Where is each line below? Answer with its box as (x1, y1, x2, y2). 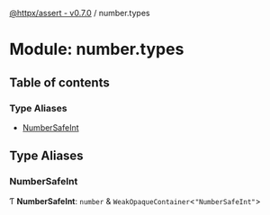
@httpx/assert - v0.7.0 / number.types (9, 8, 150, 18)
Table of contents (9, 75, 110, 90)
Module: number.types (9, 40, 184, 59)
